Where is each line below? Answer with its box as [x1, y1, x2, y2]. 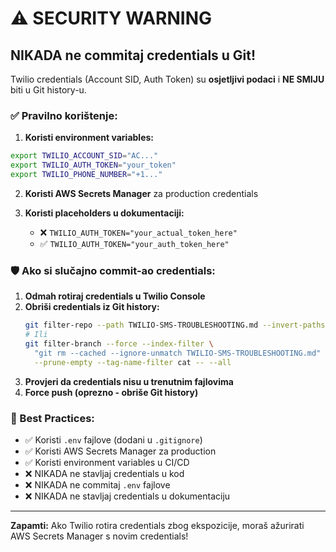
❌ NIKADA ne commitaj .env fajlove [24, 478, 171, 491]
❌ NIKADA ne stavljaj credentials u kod [24, 467, 185, 479]
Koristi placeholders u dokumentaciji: [24, 207, 185, 219]
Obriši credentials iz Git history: [24, 301, 160, 313]
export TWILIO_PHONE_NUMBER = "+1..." [10, 170, 163, 180]
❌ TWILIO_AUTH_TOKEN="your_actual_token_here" [39, 226, 238, 238]
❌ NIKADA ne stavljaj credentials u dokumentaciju [24, 490, 231, 502]
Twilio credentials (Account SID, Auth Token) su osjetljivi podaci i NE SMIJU [10, 73, 325, 85]
